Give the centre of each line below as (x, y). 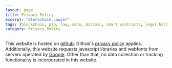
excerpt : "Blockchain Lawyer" (38, 19)
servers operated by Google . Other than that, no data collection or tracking (84, 55)
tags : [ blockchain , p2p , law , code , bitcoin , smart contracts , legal (81, 24)
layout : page (19, 10)
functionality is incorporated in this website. (51, 60)
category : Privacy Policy (33, 29)
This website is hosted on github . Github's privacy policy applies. (74, 43)
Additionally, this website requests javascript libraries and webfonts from (82, 49)
